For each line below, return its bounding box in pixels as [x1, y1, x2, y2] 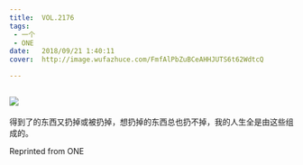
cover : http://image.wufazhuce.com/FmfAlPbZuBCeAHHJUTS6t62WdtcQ [9, 55, 264, 64]
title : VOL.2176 [9, 13, 75, 23]
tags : [9, 22, 30, 31]
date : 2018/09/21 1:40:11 [9, 47, 115, 56]
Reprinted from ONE [9, 145, 85, 156]
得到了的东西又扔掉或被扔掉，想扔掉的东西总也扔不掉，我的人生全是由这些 [9, 116, 286, 127]
